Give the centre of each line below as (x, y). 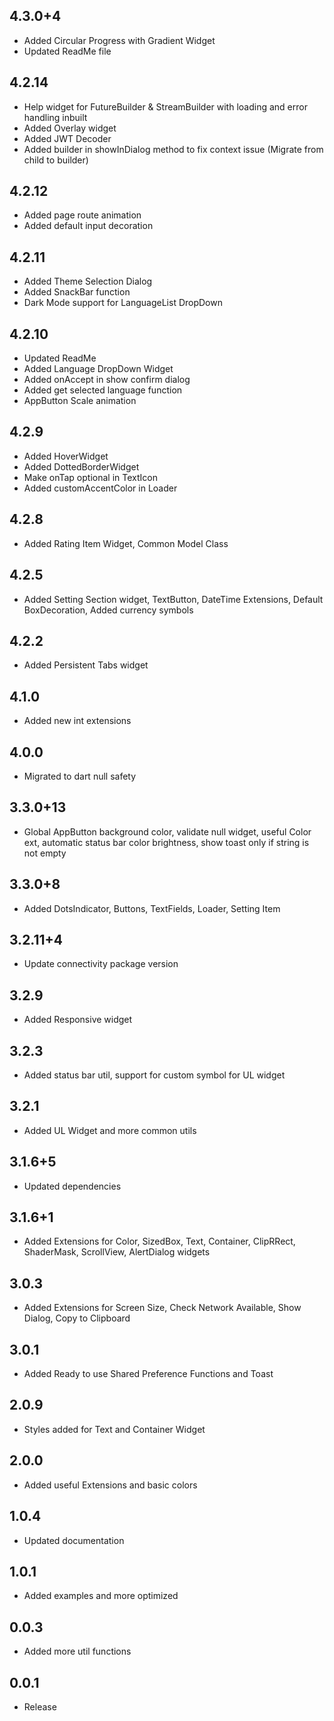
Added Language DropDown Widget (98, 369)
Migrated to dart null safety (80, 776)
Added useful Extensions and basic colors (110, 1485)
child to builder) (56, 160)
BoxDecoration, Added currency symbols (108, 610)
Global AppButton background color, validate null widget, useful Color (167, 831)
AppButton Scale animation (80, 401)
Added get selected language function (103, 390)
